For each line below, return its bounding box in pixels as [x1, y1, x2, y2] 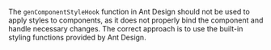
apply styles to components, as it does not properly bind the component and [8, 15, 264, 25]
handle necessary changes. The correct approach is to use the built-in [8, 24, 243, 33]
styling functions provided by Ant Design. [8, 32, 147, 42]
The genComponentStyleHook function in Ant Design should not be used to [8, 7, 251, 16]
